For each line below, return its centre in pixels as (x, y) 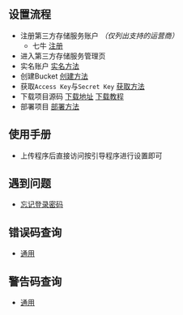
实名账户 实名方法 (49, 66)
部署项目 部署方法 (49, 106)
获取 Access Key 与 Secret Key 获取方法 (82, 86)
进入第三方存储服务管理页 (63, 56)
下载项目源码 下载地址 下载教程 (72, 96)
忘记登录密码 (41, 204)
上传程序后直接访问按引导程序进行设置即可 (91, 155)
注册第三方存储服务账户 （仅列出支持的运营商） (99, 36)
